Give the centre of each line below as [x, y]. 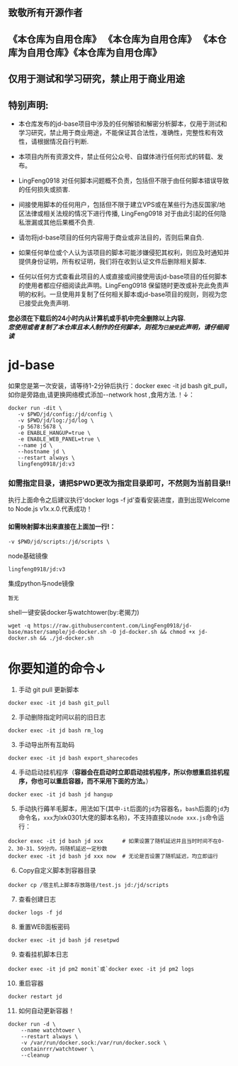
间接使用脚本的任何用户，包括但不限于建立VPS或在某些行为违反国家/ [119, 204]
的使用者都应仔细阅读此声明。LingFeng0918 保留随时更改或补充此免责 [120, 285]
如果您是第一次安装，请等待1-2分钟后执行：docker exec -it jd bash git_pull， [119, 385]
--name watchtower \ [51, 1030]
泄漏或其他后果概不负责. [59, 222]
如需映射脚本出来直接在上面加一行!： [62, 526]
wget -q [19, 626]
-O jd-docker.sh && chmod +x [152, 632]
